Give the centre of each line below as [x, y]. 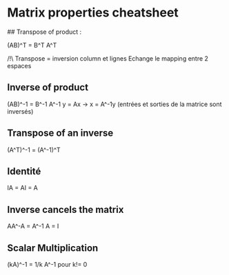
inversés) [20, 111]
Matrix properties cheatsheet [93, 13]
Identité [24, 171]
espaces [19, 65]
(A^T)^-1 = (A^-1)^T [34, 150]
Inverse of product [48, 88]
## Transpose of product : [44, 32]
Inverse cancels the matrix [66, 209]
